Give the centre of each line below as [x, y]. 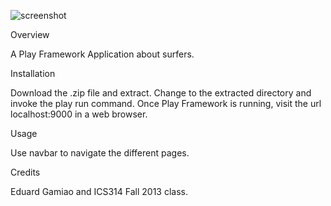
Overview [30, 34]
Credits [25, 172]
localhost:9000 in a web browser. [79, 114]
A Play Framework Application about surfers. [102, 54]
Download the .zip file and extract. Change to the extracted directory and [161, 93]
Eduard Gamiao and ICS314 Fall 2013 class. [99, 191]
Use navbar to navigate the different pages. [100, 153]
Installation [33, 73]
